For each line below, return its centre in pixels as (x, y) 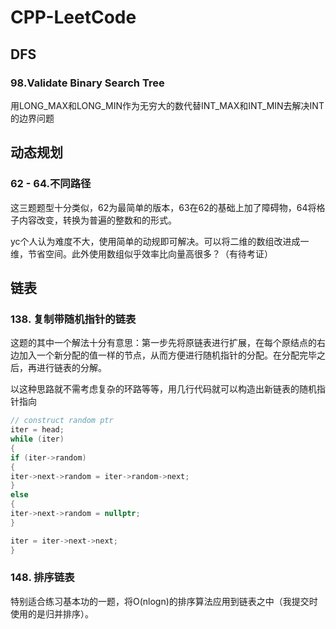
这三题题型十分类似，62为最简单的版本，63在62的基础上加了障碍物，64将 (163, 207)
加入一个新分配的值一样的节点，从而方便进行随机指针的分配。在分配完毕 (167, 355)
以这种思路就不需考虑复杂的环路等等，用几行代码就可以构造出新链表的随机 (163, 389)
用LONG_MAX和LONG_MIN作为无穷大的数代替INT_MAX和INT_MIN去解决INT (167, 105)
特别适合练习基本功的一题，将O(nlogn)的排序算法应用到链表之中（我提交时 (164, 601)
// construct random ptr (62, 421)
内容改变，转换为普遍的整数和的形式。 (97, 220)
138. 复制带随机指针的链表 (73, 319)
